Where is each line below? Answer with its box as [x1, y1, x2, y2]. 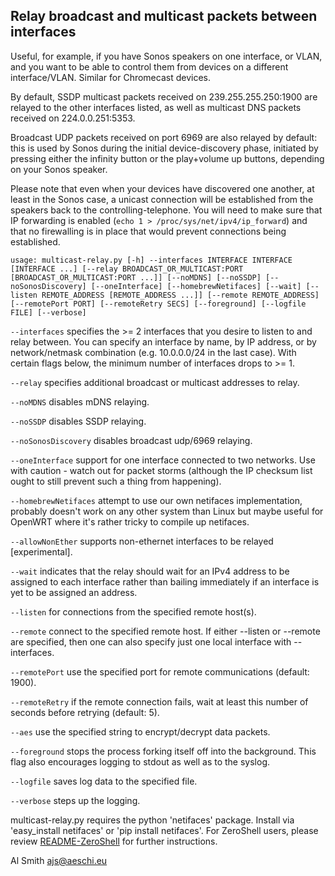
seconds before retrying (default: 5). [10, 706, 160, 718]
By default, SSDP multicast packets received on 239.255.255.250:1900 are [10, 90, 318, 103]
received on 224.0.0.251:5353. [10, 112, 136, 124]
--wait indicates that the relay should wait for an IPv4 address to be [10, 565, 290, 577]
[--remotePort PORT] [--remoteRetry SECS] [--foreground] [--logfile [10, 299, 307, 309]
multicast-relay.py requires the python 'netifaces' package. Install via [10, 814, 295, 826]
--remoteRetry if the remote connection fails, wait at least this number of [10, 695, 309, 708]
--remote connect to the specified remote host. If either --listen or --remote [10, 625, 321, 637]
